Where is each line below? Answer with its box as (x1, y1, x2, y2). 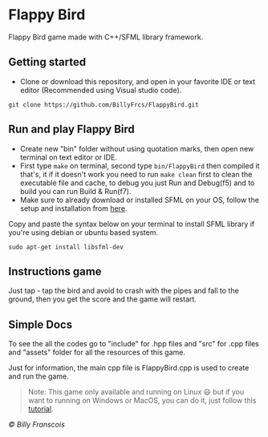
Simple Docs (8, 318, 73, 331)
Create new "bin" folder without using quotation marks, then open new (19, 144, 254, 153)
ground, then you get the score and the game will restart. (8, 294, 197, 304)
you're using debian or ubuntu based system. (8, 227, 159, 237)
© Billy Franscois (8, 419, 66, 430)
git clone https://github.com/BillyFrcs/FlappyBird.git (8, 100, 199, 109)
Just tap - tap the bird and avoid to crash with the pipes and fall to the (8, 286, 239, 296)
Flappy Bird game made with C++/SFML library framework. (8, 32, 204, 42)
